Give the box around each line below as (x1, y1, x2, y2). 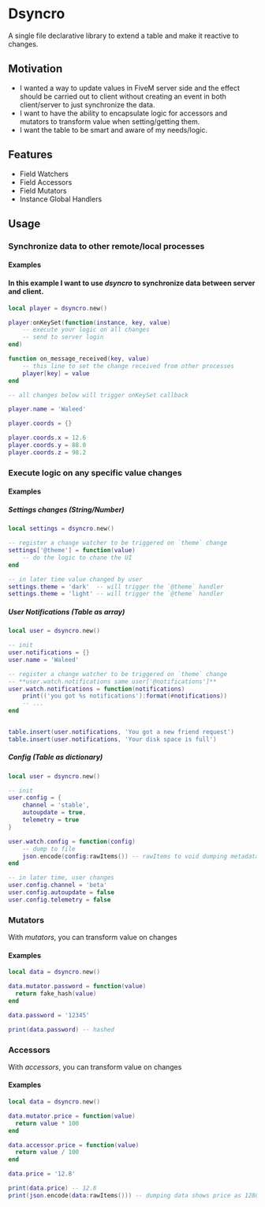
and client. (8, 287, 44, 296)
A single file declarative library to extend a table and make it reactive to (8, 31, 239, 40)
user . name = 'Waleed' (8, 656, 80, 664)
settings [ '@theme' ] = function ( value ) (8, 547, 136, 555)
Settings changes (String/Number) (8, 505, 125, 514)
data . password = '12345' (8, 1011, 90, 1019)
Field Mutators (19, 186, 67, 195)
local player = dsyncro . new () (8, 304, 108, 312)
